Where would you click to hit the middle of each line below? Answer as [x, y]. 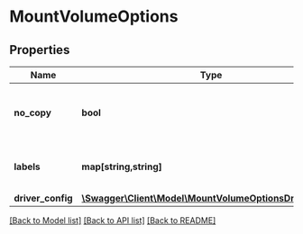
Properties [40, 50]
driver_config [44, 198]
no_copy [33, 112]
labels [27, 166]
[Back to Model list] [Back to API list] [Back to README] [113, 220]
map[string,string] [122, 166]
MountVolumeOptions [94, 17]
